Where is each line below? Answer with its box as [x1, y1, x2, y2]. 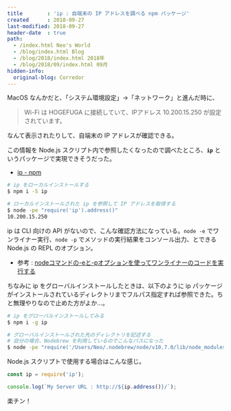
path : [7, 36, 23, 43]
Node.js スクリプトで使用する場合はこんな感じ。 [7, 357, 146, 366]
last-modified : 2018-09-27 [7, 23, 85, 30]
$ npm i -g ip [7, 319, 48, 326]
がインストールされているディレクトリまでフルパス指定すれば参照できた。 [7, 290, 218, 298]
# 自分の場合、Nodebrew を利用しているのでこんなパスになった [7, 337, 164, 344]
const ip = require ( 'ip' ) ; [7, 371, 85, 378]
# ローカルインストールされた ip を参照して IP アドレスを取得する [7, 201, 177, 208]
